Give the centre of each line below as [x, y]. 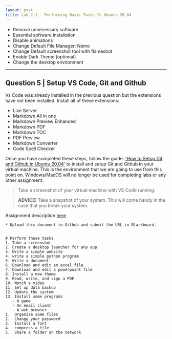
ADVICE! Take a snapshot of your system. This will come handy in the [91, 200]
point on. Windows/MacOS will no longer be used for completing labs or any [86, 175]
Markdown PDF [29, 127]
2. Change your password [33, 319]
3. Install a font [26, 324]
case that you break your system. [53, 206]
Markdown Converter [35, 143]
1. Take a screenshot [28, 243]
